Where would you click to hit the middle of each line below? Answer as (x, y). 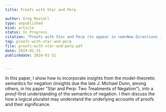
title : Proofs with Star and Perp (41, 10)
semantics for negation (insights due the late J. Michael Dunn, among (76, 83)
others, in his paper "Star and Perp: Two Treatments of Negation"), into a (79, 88)
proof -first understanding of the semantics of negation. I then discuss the (80, 94)
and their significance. (28, 104)
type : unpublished (24, 23)
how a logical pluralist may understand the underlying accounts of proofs (80, 99)
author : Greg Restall (27, 19)
